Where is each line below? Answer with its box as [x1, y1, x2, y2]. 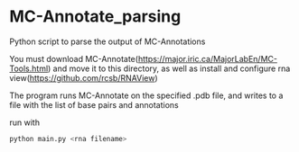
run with [9, 117, 41, 128]
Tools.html [9, 63, 49, 74]
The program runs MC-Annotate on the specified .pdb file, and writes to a [9, 90, 284, 101]
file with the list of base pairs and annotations [9, 99, 179, 110]
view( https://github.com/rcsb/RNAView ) [9, 72, 158, 83]
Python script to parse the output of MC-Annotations [9, 36, 206, 47]
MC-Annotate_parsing [9, 6, 182, 27]
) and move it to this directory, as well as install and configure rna [48, 63, 291, 74]
